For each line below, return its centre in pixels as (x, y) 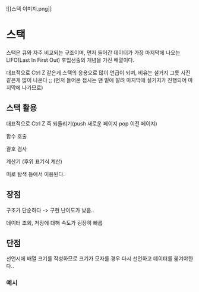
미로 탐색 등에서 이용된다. (36, 174)
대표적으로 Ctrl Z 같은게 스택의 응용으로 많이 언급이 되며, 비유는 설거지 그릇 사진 (98, 73)
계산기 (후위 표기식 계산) (34, 161)
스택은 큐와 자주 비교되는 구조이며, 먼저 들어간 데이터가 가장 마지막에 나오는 (93, 52)
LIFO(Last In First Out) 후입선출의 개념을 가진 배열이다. (70, 60)
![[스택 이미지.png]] (29, 9)
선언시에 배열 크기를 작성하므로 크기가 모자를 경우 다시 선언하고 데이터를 (89, 259)
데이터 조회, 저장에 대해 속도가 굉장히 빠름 (54, 222)
